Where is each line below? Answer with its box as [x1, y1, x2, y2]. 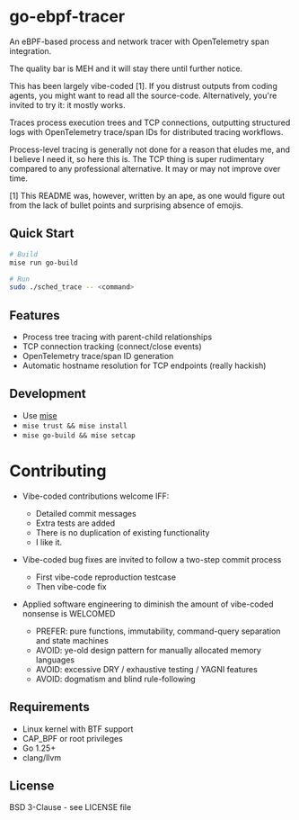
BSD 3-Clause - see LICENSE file [9, 802, 132, 813]
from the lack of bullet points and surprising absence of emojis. [9, 200, 244, 211]
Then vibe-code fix [35, 581, 107, 591]
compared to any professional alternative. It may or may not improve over [9, 163, 281, 174]
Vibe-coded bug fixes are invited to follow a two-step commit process [22, 554, 282, 564]
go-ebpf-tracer [9, 6, 126, 27]
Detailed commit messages [35, 508, 136, 518]
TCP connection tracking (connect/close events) [22, 341, 202, 352]
